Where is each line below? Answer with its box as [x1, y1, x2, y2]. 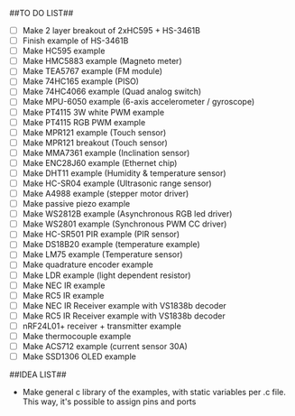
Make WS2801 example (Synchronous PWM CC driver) [22, 218, 227, 229]
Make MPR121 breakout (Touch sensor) [22, 137, 169, 148]
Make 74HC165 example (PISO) [22, 76, 140, 87]
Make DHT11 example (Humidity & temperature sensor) [22, 167, 227, 179]
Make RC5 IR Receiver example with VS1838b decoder [22, 310, 226, 321]
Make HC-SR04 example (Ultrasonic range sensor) [22, 178, 212, 189]
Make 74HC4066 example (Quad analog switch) [22, 86, 202, 97]
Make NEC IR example [22, 280, 106, 291]
